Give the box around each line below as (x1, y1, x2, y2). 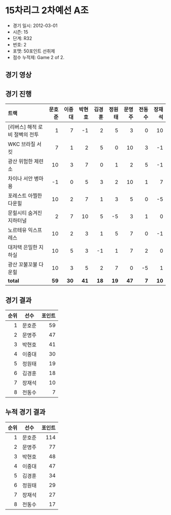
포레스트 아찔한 (8, 192, 42, 199)
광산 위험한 (8, 158, 33, 165)
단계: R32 (12, 35, 32, 41)
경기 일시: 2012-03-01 (12, 22, 58, 29)
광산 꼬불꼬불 (8, 261, 38, 268)
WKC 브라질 (8, 141, 36, 148)
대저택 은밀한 (8, 244, 38, 251)
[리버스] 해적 (8, 123, 37, 130)
